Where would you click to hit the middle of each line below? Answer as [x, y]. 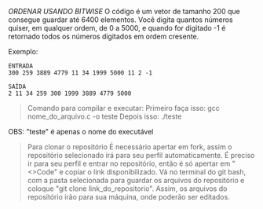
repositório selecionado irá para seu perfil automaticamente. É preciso [141, 155]
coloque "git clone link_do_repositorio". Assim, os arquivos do [127, 189]
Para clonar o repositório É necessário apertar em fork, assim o [130, 147]
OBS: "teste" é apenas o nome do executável [81, 132]
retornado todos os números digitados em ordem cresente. [104, 36]
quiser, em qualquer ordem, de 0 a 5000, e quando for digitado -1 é [117, 28]
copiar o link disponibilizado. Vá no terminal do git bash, [155, 172]
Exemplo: [23, 51]
